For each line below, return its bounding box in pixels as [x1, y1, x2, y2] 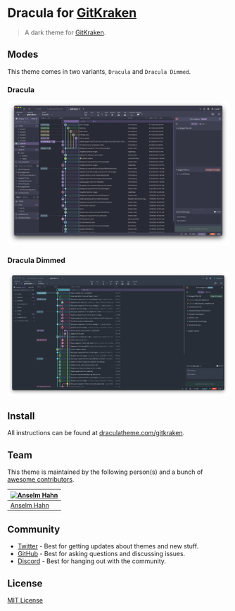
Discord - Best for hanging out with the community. [17, 557, 167, 565]
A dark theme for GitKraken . [24, 28, 106, 37]
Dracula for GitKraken [7, 5, 137, 21]
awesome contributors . [7, 475, 75, 484]
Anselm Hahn [10, 501, 49, 509]
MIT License [7, 596, 44, 604]
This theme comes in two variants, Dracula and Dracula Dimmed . [7, 67, 191, 75]
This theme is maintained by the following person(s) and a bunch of [7, 468, 203, 476]
